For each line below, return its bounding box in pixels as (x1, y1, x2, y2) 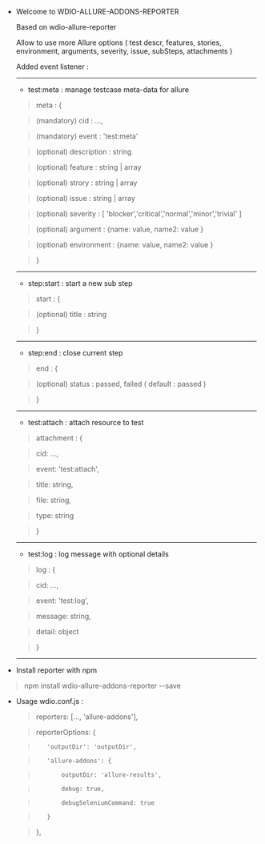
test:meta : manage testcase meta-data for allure (27, 85, 190, 94)
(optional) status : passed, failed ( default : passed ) (35, 380, 207, 388)
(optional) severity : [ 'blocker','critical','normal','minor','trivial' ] (35, 209, 243, 219)
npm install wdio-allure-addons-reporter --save (23, 681, 182, 690)
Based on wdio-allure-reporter (15, 22, 117, 31)
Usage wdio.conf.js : (15, 697, 84, 705)
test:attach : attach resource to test (27, 418, 144, 427)
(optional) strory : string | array (35, 178, 138, 187)
